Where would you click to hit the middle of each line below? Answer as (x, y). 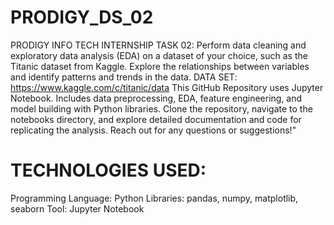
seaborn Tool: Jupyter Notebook (77, 208)
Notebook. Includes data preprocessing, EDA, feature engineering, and (156, 98)
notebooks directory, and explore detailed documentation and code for (156, 119)
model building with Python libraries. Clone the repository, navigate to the (161, 108)
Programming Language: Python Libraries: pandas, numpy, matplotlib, (154, 198)
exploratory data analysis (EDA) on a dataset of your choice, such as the (159, 55)
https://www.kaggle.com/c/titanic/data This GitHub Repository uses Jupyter (167, 87)
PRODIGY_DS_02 (82, 17)
